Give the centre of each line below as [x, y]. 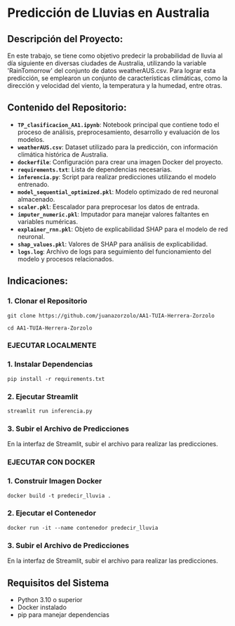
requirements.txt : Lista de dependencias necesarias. [95, 169]
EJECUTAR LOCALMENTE [52, 346]
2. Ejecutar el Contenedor [52, 513]
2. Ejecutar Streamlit [43, 396]
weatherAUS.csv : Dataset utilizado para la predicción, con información [117, 147]
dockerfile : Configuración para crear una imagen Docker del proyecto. [120, 162]
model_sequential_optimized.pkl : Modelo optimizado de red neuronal [118, 192]
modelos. [31, 139]
